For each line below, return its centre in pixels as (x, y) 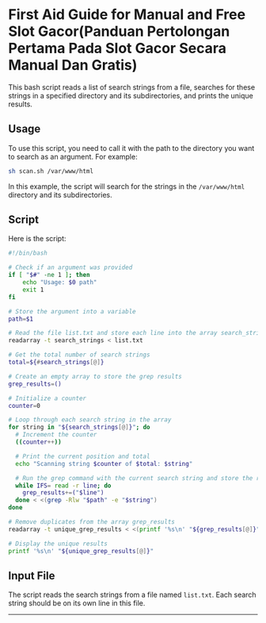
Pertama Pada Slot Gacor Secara (118, 48)
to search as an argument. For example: (73, 156)
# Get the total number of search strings (79, 355)
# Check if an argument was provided (70, 267)
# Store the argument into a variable (72, 311)
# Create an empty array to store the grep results (95, 376)
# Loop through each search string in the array (90, 420)
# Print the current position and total (83, 456)
